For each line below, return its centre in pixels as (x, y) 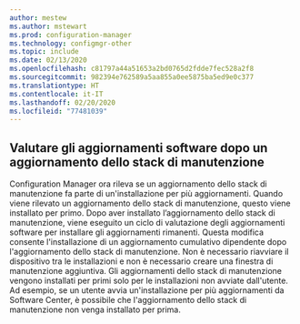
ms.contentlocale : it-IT (56, 94)
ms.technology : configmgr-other (70, 43)
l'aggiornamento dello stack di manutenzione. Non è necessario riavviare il (149, 252)
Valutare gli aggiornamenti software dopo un (139, 148)
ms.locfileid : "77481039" (58, 111)
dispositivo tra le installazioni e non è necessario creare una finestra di (141, 261)
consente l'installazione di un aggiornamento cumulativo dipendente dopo (148, 242)
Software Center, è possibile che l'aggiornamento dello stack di (128, 300)
